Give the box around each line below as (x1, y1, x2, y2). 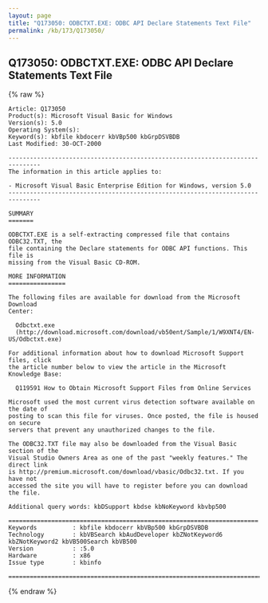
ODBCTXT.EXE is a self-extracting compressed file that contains (8, 231, 230, 239)
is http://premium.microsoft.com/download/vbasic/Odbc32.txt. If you (8, 468, 245, 476)
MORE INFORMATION (8, 273, 66, 281)
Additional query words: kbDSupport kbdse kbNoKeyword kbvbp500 (8, 503, 227, 511)
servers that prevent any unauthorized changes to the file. (8, 426, 216, 435)
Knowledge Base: (8, 370, 62, 379)
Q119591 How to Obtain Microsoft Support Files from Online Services (15, 384, 251, 392)
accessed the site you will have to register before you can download (8, 482, 248, 491)
